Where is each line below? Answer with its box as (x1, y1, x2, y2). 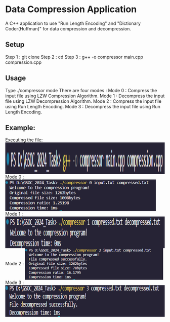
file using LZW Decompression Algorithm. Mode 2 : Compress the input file (5, 98, 162, 104)
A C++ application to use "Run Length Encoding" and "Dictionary (5, 20, 141, 26)
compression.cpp (5, 59, 42, 65)
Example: (5, 123, 35, 132)
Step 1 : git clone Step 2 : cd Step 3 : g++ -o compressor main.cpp (5, 54, 143, 60)
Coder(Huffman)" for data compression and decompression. (5, 25, 132, 31)
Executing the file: (5, 137, 43, 143)
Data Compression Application (5, 4, 137, 15)
